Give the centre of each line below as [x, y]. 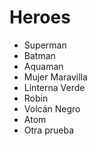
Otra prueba [49, 130]
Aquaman [43, 66]
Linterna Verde [54, 87]
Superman [45, 45]
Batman [39, 55]
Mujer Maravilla [55, 77]
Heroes [40, 17]
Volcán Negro [52, 108]
